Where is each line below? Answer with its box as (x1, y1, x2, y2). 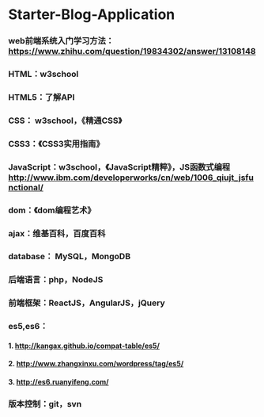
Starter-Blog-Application (8, 6, 175, 24)
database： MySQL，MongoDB (8, 251, 131, 262)
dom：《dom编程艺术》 (8, 205, 96, 216)
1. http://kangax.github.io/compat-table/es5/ (8, 341, 160, 350)
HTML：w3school (8, 69, 79, 80)
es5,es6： (8, 321, 49, 332)
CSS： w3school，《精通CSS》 (8, 115, 123, 126)
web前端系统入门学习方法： (8, 36, 115, 47)
